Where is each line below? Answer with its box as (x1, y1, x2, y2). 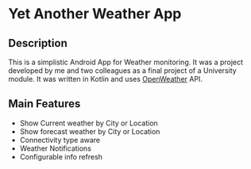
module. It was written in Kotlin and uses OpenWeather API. (8, 75, 203, 83)
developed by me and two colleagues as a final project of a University (8, 66, 237, 75)
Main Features (8, 97, 81, 111)
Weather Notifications (19, 144, 91, 153)
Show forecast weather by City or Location (19, 126, 160, 136)
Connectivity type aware (19, 135, 101, 144)
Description (8, 36, 68, 50)
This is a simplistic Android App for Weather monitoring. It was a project (8, 57, 244, 67)
